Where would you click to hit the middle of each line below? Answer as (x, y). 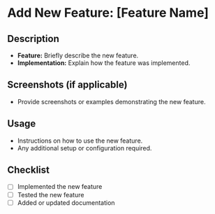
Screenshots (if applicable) (67, 85)
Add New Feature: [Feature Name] (108, 13)
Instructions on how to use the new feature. (80, 141)
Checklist (29, 170)
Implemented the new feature (60, 187)
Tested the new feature (51, 194)
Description (33, 39)
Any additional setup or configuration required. (84, 148)
